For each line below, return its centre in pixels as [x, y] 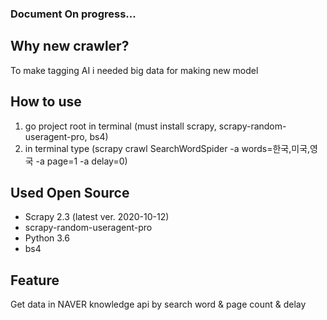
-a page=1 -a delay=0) [81, 161]
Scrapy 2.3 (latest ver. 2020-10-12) [97, 217]
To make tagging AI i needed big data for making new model [134, 70]
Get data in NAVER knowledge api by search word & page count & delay [158, 304]
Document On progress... [73, 14]
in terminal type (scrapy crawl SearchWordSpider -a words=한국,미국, [167, 148]
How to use [46, 102]
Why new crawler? [70, 46]
